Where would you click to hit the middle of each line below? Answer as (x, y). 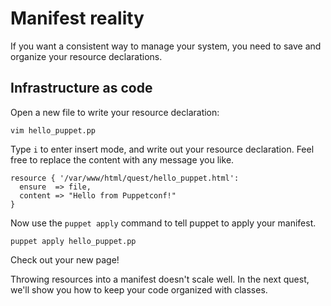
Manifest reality (77, 18)
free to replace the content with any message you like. (122, 159)
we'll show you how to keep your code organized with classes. (139, 289)
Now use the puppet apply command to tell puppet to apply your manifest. (163, 223)
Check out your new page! (65, 259)
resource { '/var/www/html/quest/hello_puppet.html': (125, 178)
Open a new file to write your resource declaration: (115, 112)
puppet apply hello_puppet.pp (73, 241)
